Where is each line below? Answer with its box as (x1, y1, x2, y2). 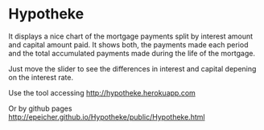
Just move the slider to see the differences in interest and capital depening (8, 63, 257, 73)
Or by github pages (8, 104, 72, 113)
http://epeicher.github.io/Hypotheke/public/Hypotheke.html (8, 112, 205, 121)
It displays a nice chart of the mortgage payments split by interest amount (8, 31, 254, 41)
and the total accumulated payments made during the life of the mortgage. (8, 48, 256, 58)
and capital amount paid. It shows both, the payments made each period (8, 39, 249, 49)
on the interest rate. (8, 72, 74, 82)
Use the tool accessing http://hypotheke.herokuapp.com (8, 87, 196, 97)
